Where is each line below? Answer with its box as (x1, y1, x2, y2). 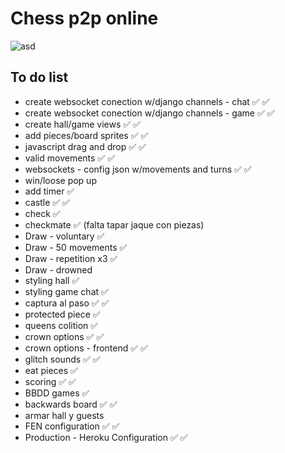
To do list (10, 69, 69, 86)
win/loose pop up (24, 174, 97, 186)
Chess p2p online (10, 7, 159, 30)
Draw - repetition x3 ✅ (24, 252, 118, 264)
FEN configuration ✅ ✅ (24, 420, 120, 432)
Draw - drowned (24, 263, 93, 276)
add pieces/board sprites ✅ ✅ (24, 129, 149, 141)
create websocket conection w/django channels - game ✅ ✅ (24, 107, 275, 119)
